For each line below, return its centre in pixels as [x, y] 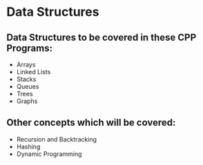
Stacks [26, 79]
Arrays [26, 65]
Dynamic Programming [49, 154]
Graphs [27, 101]
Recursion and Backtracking [57, 139]
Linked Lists [33, 72]
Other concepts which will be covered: [91, 123]
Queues [28, 86]
